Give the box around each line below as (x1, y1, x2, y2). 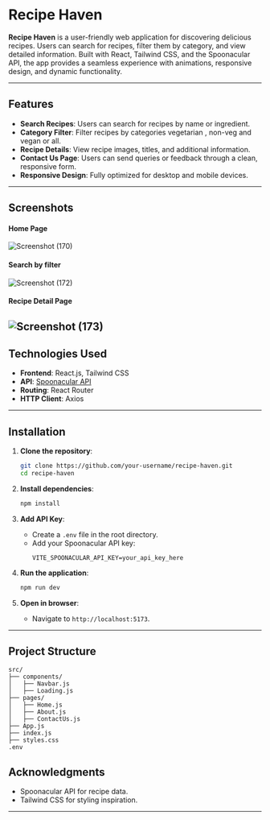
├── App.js (8, 723, 45, 731)
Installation (8, 424, 66, 438)
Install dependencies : (19, 483, 94, 493)
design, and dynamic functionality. (8, 66, 123, 76)
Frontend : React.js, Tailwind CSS (19, 368, 130, 378)
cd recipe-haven (19, 470, 75, 478)
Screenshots (8, 201, 74, 215)
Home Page (8, 223, 48, 233)
